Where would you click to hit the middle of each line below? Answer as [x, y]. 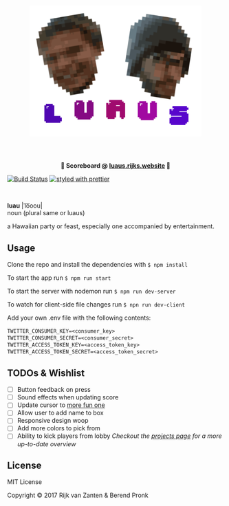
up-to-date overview [46, 444]
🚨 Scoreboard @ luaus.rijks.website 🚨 [116, 166]
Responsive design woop [53, 421]
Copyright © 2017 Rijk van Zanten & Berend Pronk [78, 495]
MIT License [25, 482]
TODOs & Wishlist [46, 373]
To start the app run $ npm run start [59, 278]
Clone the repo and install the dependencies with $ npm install [97, 265]
